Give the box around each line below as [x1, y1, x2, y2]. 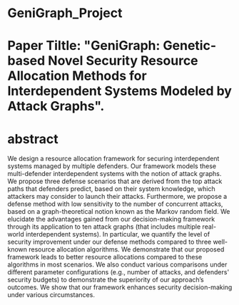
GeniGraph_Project [7, 5, 123, 21]
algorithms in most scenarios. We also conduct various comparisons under [7, 260, 228, 269]
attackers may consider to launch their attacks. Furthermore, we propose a [7, 192, 228, 201]
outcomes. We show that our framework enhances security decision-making [7, 283, 233, 291]
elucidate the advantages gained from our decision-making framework [7, 215, 215, 224]
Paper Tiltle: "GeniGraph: [7, 38, 161, 54]
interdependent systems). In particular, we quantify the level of [25, 230, 210, 239]
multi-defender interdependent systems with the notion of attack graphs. [7, 170, 222, 178]
